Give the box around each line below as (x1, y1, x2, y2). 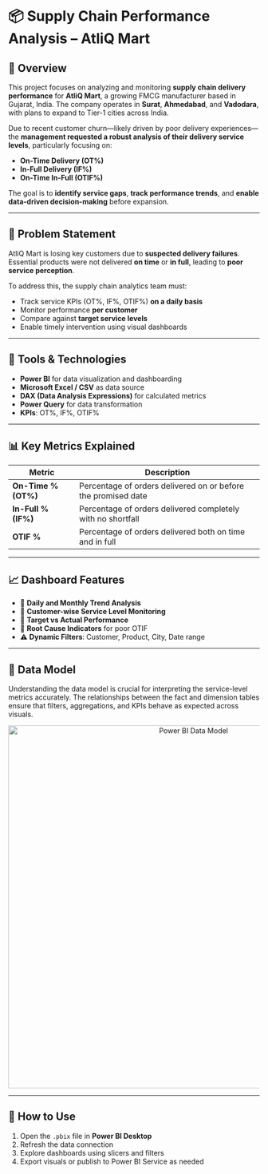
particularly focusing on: (31, 141, 112, 149)
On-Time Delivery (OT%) (19, 156, 104, 165)
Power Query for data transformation (19, 399, 143, 409)
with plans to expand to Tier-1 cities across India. (8, 108, 169, 117)
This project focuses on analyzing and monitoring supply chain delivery (8, 82, 246, 92)
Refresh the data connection (19, 1140, 114, 1149)
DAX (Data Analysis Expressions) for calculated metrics (19, 391, 207, 400)
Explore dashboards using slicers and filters (19, 1148, 165, 1157)
